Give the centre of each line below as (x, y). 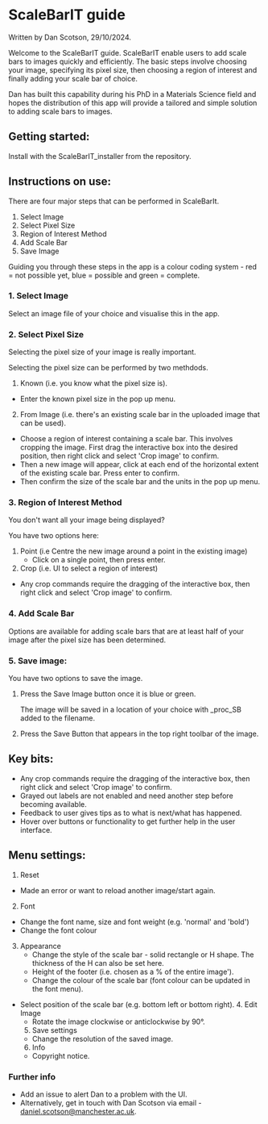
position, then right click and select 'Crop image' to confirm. (120, 456)
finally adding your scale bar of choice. (73, 78)
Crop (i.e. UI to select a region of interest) (89, 568)
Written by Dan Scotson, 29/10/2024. (70, 37)
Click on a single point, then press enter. (99, 560)
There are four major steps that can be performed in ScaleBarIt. (114, 201)
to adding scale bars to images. (60, 111)
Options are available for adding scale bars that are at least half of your (126, 631)
